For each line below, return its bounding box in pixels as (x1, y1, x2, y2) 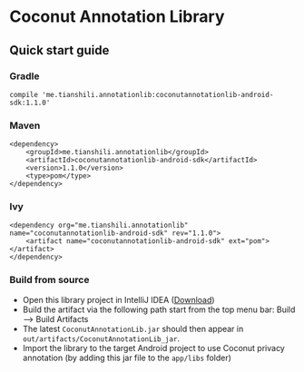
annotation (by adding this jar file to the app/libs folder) (22, 352, 231, 363)
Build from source (9, 274, 90, 287)
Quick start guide (9, 43, 110, 58)
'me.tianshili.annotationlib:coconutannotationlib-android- (42, 90, 274, 99)
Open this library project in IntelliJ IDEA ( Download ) (22, 294, 215, 305)
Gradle (9, 70, 40, 83)
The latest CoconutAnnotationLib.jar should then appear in (22, 323, 244, 334)
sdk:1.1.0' (9, 98, 51, 107)
